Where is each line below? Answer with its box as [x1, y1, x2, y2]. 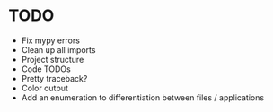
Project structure [21, 54, 84, 65]
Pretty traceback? [21, 73, 88, 83]
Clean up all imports [21, 44, 96, 55]
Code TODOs [21, 64, 71, 74]
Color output [21, 82, 69, 93]
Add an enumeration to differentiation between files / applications [21, 91, 265, 103]
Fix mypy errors [21, 35, 80, 46]
